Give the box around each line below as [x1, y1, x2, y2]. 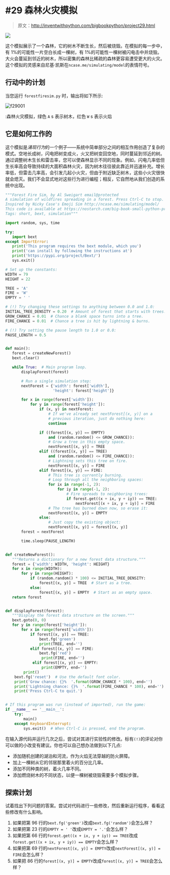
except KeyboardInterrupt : [14, 721, 71, 726]
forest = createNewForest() [12, 351, 71, 356]
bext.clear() [12, 355, 39, 361]
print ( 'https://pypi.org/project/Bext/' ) [12, 253, 101, 258]
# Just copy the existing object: [48, 520, 121, 525]
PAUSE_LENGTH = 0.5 [5, 333, 47, 338]
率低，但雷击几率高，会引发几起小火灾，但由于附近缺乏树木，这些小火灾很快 [5, 169, 165, 175]
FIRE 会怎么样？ [12, 852, 45, 858]
